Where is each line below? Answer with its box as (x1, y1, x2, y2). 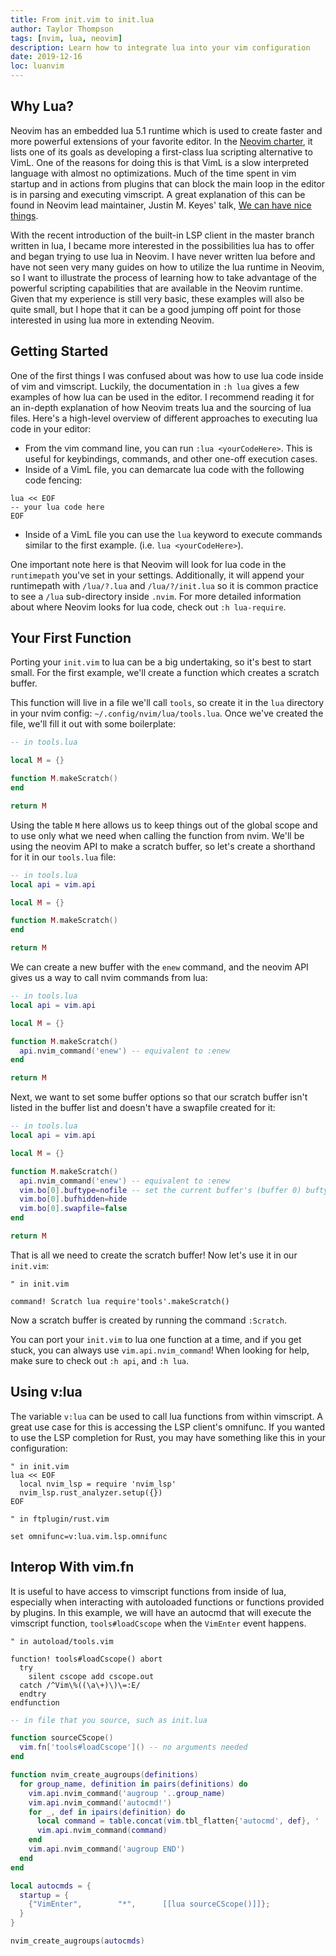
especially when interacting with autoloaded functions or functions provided (10, 1596, 325, 1608)
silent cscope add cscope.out (28, 1671, 155, 1681)
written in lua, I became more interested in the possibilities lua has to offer (10, 239, 315, 251)
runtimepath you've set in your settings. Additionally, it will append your (10, 569, 305, 581)
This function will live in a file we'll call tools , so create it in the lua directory (10, 697, 325, 709)
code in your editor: (10, 422, 92, 435)
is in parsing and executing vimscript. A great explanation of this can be (10, 188, 306, 200)
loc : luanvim (10, 61, 65, 71)
